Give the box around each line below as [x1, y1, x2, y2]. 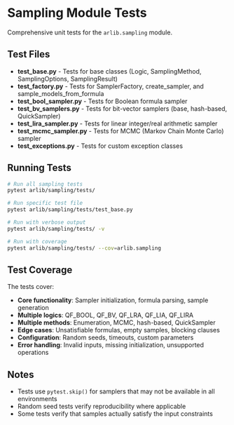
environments [17, 395, 57, 403]
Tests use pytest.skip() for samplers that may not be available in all [17, 387, 215, 396]
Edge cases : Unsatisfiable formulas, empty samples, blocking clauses [17, 326, 221, 335]
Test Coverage [7, 264, 73, 276]
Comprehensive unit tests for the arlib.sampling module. [7, 28, 173, 36]
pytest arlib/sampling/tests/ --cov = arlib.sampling [7, 244, 161, 252]
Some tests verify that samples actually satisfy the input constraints [17, 410, 214, 418]
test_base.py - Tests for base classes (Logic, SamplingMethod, [17, 67, 202, 75]
